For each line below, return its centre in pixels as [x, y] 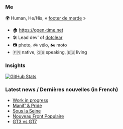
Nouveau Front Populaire [38, 116]
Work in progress [30, 100]
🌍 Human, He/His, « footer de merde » [46, 18]
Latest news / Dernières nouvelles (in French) [62, 89]
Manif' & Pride [27, 105]
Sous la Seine [27, 110]
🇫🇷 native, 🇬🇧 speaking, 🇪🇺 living [50, 52]
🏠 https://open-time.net [38, 30]
